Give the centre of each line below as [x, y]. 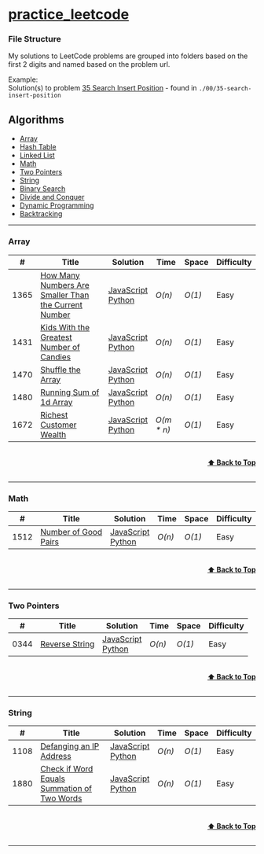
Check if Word [67, 769]
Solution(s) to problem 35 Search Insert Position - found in [103, 88]
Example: [23, 79]
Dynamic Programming [57, 205]
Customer [59, 425]
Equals [53, 779]
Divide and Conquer [52, 197]
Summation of [66, 789]
